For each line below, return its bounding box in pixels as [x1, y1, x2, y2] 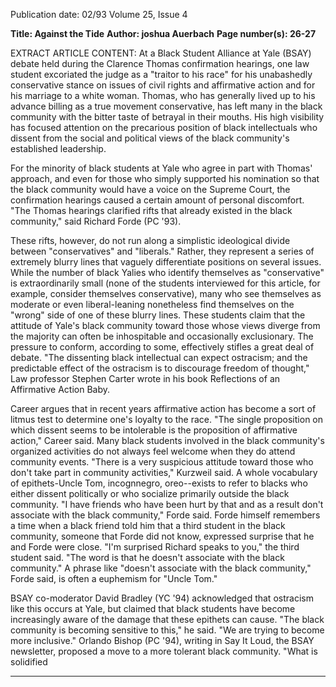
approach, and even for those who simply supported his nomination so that [10, 173, 320, 184]
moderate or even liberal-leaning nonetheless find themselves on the [10, 299, 295, 310]
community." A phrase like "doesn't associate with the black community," [10, 562, 312, 574]
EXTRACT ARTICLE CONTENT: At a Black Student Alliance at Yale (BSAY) [10, 47, 312, 59]
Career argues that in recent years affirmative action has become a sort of [10, 403, 317, 414]
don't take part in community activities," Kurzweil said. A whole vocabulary [10, 467, 318, 478]
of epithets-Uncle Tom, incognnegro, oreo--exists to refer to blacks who [10, 477, 308, 489]
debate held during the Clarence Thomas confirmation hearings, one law [10, 58, 310, 69]
